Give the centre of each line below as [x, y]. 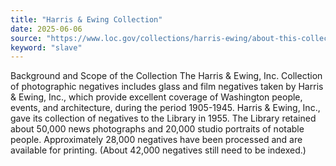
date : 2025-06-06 [46, 29]
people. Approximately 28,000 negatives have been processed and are [156, 140]
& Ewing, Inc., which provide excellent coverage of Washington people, [156, 97]
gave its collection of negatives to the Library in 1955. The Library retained [163, 118]
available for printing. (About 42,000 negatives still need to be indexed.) [158, 150]
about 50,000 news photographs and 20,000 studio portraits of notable [157, 129]
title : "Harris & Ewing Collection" [86, 19]
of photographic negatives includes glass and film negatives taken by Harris [167, 87]
